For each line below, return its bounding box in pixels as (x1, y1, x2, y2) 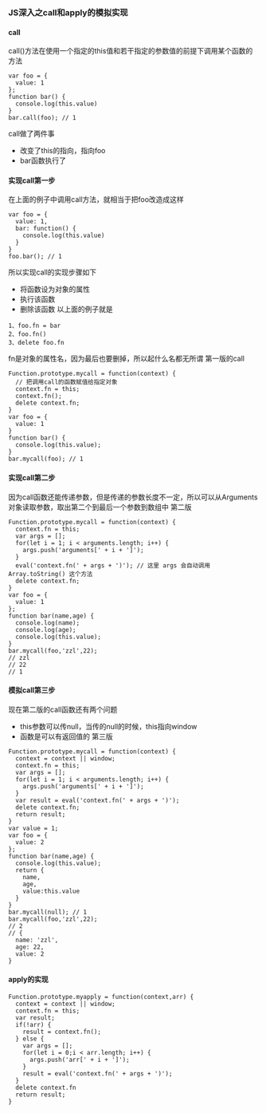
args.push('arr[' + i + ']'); (29, 1056, 130, 1064)
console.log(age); (15, 626, 77, 633)
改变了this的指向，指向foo (19, 146, 106, 156)
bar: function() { (15, 225, 77, 233)
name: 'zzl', (15, 936, 59, 944)
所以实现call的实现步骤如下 (8, 267, 97, 277)
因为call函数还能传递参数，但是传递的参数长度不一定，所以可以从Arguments (8, 492, 258, 502)
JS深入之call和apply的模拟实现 (8, 6, 129, 18)
